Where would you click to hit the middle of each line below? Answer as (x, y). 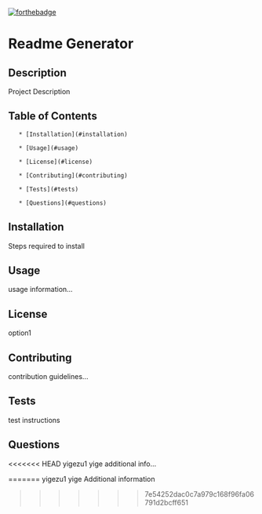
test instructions (34, 420)
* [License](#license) (55, 162)
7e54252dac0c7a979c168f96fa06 (200, 494)
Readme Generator (71, 44)
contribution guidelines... (48, 377)
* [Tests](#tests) (49, 189)
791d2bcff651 (166, 502)
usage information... (40, 290)
